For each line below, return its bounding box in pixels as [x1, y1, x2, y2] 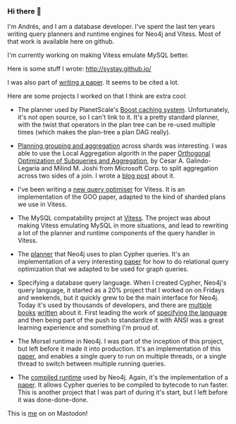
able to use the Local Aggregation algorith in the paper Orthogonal [17, 149, 211, 158]
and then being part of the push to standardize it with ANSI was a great [17, 316, 224, 325]
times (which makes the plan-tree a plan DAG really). [17, 128, 171, 137]
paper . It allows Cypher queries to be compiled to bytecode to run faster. [17, 380, 229, 389]
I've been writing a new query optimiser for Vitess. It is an [17, 185, 185, 194]
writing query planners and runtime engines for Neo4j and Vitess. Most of [7, 30, 221, 38]
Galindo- [185, 156, 211, 165]
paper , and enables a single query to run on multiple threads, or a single [17, 352, 227, 361]
